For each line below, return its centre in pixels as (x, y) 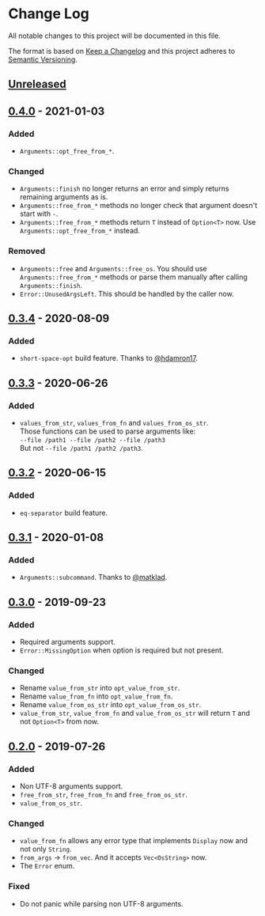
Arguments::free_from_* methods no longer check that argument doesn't (138, 206)
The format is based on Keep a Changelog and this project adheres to (122, 51)
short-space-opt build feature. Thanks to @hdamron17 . (109, 358)
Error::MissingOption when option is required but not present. (121, 650)
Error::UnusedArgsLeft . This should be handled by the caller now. (127, 293)
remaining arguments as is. (64, 197)
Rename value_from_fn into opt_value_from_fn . (96, 696)
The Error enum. (47, 866)
